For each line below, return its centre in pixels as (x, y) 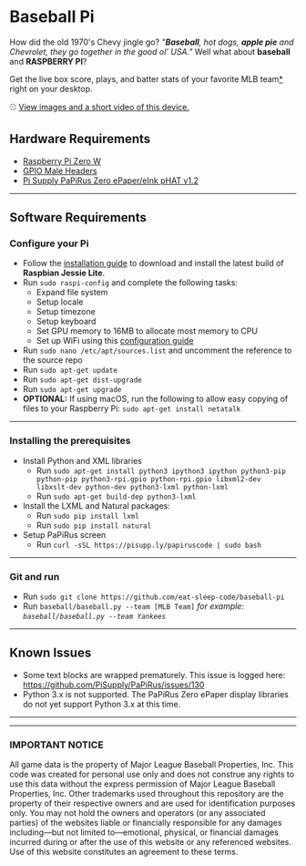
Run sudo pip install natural (94, 525)
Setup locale (60, 302)
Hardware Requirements (80, 139)
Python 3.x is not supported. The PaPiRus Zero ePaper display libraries (155, 694)
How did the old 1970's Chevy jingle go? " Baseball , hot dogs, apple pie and (152, 42)
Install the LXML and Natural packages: (97, 505)
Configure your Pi (49, 243)
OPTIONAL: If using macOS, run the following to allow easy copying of (155, 399)
